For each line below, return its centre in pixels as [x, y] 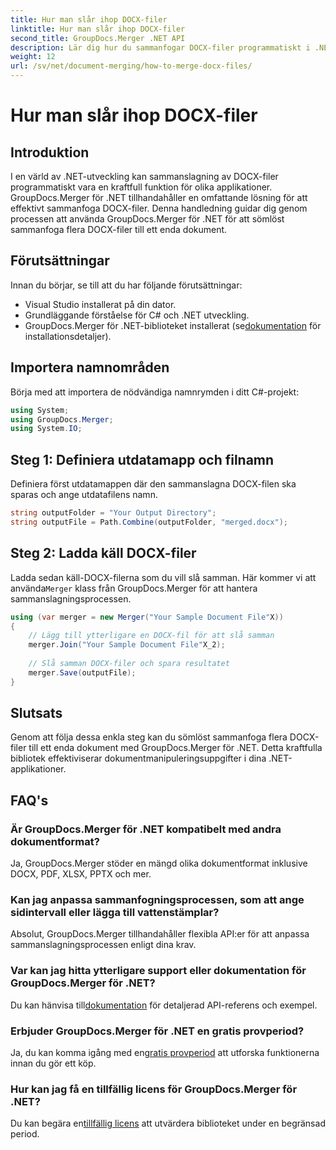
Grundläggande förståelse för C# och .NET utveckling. [137, 315]
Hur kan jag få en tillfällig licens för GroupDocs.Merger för [154, 1089]
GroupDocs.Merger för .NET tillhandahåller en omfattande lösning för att [159, 197]
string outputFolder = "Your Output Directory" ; [113, 513]
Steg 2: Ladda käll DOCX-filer [103, 553]
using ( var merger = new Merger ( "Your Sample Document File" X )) [147, 617]
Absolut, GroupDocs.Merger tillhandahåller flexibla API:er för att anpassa [160, 934]
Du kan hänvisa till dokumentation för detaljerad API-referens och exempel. [164, 1005]
